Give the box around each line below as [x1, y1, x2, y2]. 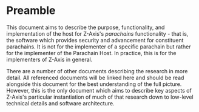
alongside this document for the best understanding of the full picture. [6, 80, 182, 88]
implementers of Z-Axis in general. [6, 56, 93, 63]
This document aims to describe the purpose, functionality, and [6, 24, 165, 31]
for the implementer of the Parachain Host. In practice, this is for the [6, 49, 177, 56]
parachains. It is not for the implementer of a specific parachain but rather [6, 43, 191, 50]
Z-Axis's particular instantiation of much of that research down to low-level [6, 93, 194, 100]
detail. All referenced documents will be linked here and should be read [6, 74, 184, 81]
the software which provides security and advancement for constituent [6, 36, 184, 44]
